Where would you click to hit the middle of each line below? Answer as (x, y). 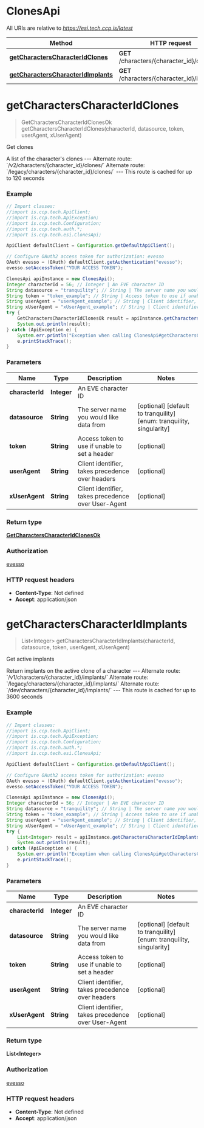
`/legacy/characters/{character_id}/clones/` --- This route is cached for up (99, 171)
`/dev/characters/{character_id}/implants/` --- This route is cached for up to (101, 690)
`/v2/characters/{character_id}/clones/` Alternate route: (76, 165)
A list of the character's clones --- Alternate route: (69, 159)
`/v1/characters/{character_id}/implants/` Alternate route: (77, 677)
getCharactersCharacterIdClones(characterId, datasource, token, (103, 128)
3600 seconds (25, 696)
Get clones (20, 146)
